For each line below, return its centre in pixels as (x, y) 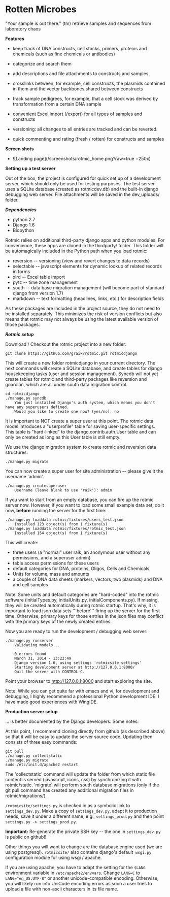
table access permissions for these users (56, 563)
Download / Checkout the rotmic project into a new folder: (66, 344)
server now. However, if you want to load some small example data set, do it (85, 505)
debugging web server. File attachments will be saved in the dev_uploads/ (82, 194)
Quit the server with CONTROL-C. (50, 672)
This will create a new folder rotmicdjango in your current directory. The (80, 363)
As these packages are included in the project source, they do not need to (83, 308)
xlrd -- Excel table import (39, 277)
